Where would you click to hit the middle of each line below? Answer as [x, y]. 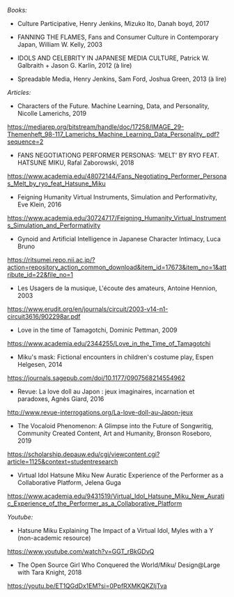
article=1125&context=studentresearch [63, 462]
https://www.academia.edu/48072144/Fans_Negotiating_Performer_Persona [117, 176]
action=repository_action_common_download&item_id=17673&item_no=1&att [117, 267]
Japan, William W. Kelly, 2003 [60, 44]
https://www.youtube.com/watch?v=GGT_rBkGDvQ [81, 551]
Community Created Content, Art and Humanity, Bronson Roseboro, [115, 433]
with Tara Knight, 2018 [49, 572]
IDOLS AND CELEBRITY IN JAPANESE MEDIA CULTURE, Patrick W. [113, 58]
